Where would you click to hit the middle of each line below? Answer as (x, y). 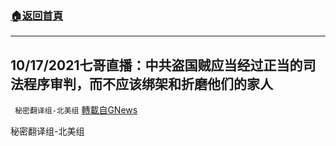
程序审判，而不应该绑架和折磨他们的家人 (148, 83)
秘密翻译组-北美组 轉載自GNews (76, 110)
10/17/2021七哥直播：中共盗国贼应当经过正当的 (156, 65)
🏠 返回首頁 (37, 15)
